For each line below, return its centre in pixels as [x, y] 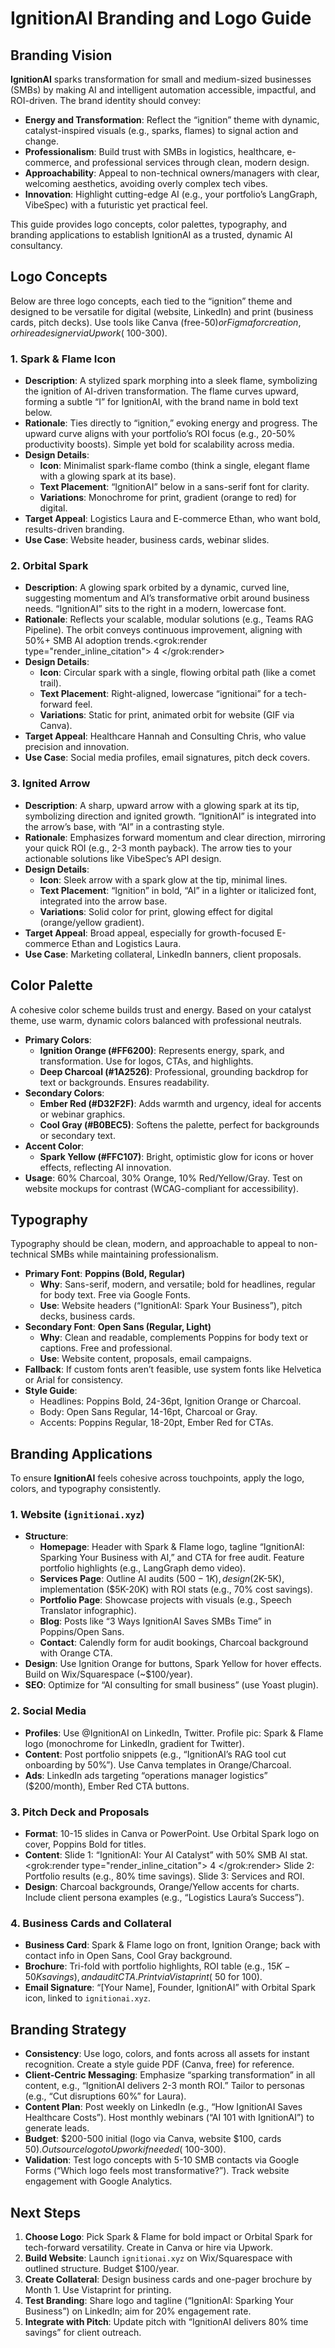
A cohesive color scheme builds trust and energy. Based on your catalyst [161, 1009]
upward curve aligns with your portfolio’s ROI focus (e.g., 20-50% [160, 434]
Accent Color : [54, 1146]
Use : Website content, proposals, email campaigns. [145, 1359]
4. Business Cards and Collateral [91, 1923]
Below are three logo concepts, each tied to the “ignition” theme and [151, 301]
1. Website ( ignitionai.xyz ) [77, 1515]
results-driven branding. [74, 529]
